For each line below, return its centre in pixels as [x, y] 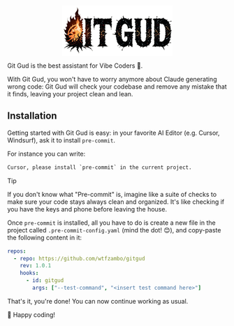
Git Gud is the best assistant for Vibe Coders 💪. [75, 66]
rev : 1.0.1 [36, 266]
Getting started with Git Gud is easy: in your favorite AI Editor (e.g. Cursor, [114, 133]
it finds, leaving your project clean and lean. [70, 94]
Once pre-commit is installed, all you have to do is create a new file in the [111, 223]
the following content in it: [45, 237]
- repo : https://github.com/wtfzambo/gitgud [79, 258]
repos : [17, 251]
